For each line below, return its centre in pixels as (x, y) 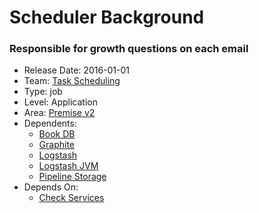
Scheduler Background (107, 17)
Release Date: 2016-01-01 (77, 70)
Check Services (71, 198)
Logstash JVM (68, 166)
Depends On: (51, 187)
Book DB (57, 134)
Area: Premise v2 (59, 113)
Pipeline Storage (72, 177)
